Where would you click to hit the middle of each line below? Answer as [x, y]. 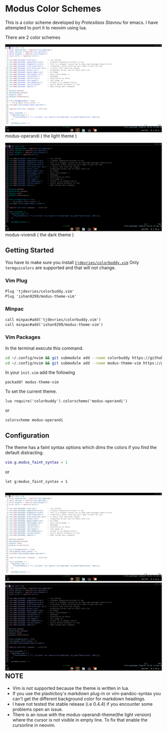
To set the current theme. [31, 391]
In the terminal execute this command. [44, 348]
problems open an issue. [38, 709]
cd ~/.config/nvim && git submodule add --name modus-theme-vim [73, 363]
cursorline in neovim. [34, 725]
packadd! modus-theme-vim [32, 382]
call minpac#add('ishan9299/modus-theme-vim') [54, 325]
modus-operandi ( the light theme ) [41, 136]
